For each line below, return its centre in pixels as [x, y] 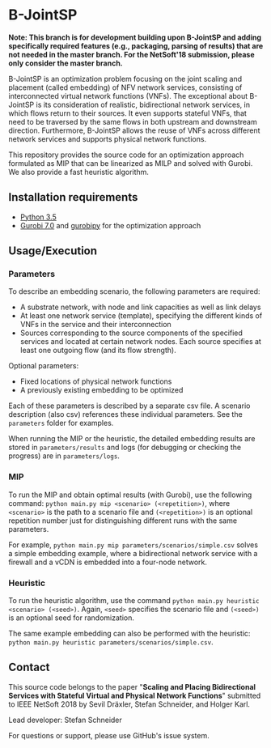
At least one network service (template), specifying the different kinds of [141, 316]
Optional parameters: [44, 366]
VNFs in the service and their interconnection [95, 325]
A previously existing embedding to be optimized [102, 390]
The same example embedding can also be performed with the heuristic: [129, 634]
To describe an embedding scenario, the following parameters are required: [134, 291]
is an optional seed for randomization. [72, 618]
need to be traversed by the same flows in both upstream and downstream [133, 121]
